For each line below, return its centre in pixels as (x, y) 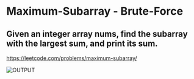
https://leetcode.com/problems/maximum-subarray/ (72, 58)
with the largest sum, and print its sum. (82, 43)
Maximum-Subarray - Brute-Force (95, 11)
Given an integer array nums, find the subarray (97, 34)
